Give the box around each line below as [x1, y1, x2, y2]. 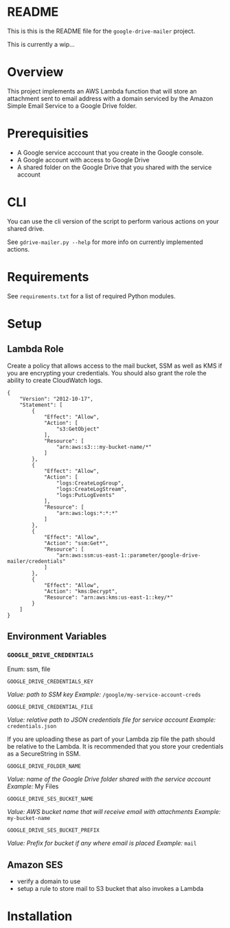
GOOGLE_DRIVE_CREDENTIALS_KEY [7, 678, 94, 685]
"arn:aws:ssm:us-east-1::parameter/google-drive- [56, 551, 201, 559]
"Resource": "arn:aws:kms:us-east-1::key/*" [43, 594, 174, 601]
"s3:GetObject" [56, 426, 100, 432]
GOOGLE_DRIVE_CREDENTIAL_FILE [7, 704, 94, 711]
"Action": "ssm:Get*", [43, 540, 109, 546]
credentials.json [7, 723, 57, 730]
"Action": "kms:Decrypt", [43, 588, 118, 595]
